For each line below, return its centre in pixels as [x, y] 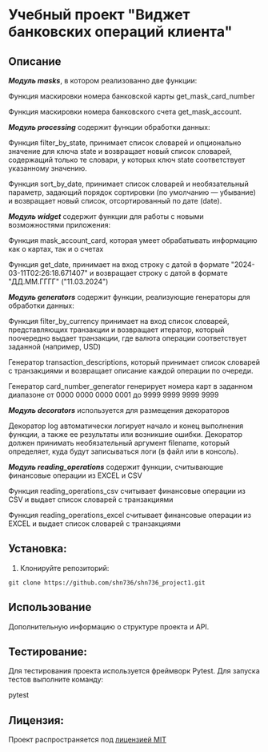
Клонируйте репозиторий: [64, 568]
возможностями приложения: [60, 225]
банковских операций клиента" [120, 32]
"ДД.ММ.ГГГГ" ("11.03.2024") [58, 281]
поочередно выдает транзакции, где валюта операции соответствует [128, 338]
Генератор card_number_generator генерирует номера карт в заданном [131, 386]
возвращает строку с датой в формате [162, 273]
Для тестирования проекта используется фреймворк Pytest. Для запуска [134, 671]
